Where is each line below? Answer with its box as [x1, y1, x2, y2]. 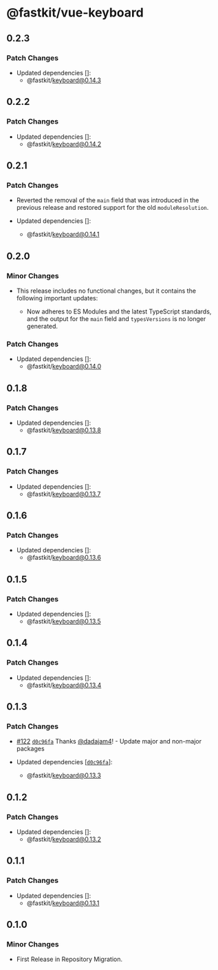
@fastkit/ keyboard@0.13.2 [26, 835, 101, 844]
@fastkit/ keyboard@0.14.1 [26, 230, 100, 239]
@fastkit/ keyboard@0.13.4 [26, 681, 102, 689]
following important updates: [16, 293, 98, 302]
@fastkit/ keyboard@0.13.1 [26, 899, 100, 907]
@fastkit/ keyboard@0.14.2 [26, 139, 102, 148]
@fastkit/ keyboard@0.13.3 [26, 771, 101, 779]
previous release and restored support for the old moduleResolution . [16, 204, 209, 212]
